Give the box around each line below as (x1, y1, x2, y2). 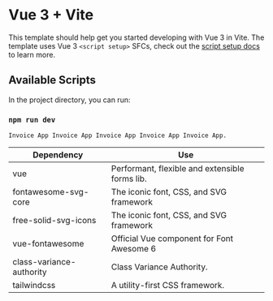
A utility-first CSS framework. (110, 280, 225, 291)
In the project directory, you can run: (8, 95, 131, 105)
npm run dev (8, 115, 56, 124)
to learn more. (8, 49, 55, 59)
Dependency (32, 149, 84, 161)
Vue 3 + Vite (8, 6, 94, 24)
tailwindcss (12, 280, 56, 291)
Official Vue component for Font (110, 233, 234, 244)
